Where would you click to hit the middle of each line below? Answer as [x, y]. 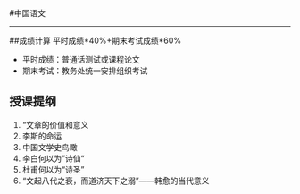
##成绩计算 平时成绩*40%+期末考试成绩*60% [95, 40]
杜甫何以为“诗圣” [53, 169]
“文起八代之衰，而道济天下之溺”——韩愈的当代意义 [116, 181]
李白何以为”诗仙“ [53, 158]
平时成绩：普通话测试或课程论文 [81, 59]
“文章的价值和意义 [55, 124]
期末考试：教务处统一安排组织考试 [85, 71]
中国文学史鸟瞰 [50, 147]
